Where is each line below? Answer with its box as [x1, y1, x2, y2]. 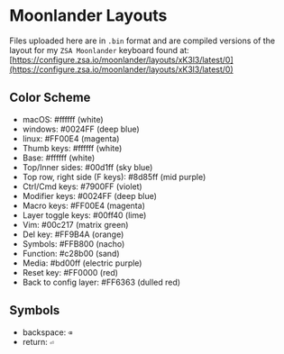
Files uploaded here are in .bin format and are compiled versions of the [9, 35, 276, 46]
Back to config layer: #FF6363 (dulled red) [22, 277, 181, 287]
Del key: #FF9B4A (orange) [22, 229, 124, 240]
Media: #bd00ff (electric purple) [22, 258, 142, 268]
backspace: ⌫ [22, 326, 73, 338]
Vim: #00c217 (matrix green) [22, 219, 129, 230]
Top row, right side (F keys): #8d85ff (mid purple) [22, 171, 206, 182]
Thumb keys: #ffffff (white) [22, 142, 123, 153]
